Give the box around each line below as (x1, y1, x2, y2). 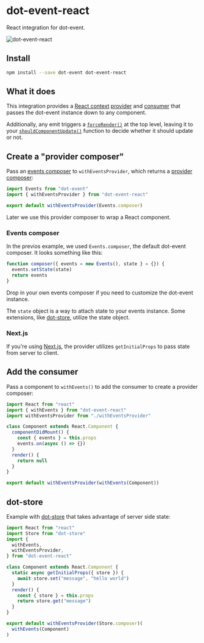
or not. (6, 133, 23, 141)
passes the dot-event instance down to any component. (6, 109, 147, 116)
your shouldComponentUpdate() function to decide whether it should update (6, 127, 194, 135)
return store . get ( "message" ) (17, 598, 91, 604)
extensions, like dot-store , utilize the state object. (6, 313, 130, 321)
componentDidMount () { (12, 429, 69, 436)
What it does (6, 87, 56, 97)
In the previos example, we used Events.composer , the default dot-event (6, 243, 186, 250)
